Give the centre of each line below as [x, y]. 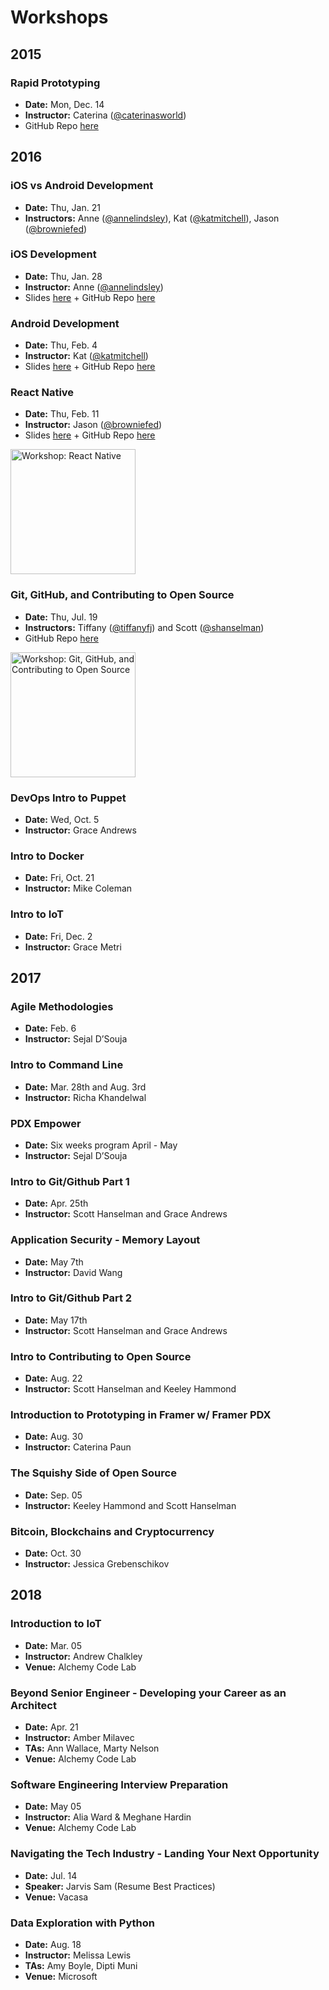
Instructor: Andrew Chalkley [83, 1656]
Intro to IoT [37, 914]
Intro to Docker [47, 856]
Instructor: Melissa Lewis [78, 1955]
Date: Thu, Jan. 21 [62, 207]
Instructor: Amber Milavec [79, 1737]
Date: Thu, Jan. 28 [63, 276]
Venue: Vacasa [56, 1897]
